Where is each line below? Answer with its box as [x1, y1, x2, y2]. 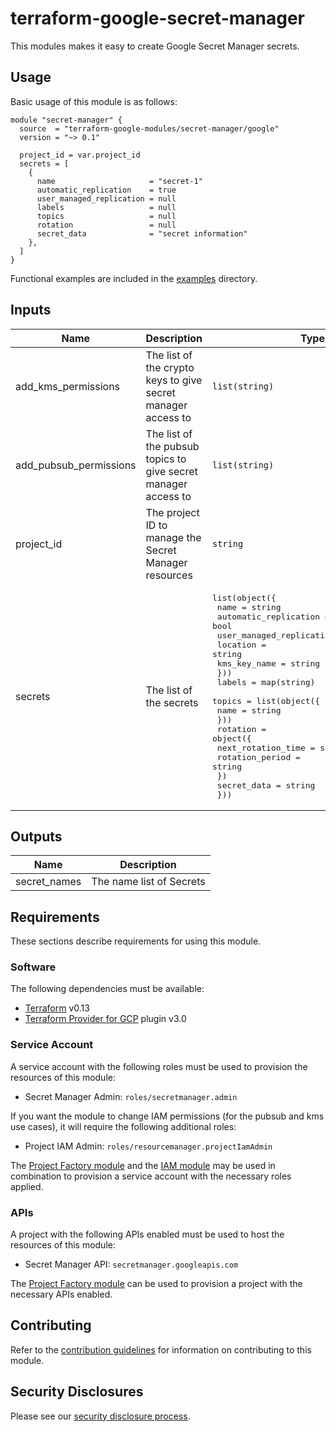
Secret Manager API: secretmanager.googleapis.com [24, 1258, 239, 1271]
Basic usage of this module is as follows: [10, 95, 178, 107]
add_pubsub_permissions [15, 458, 137, 472]
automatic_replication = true [36, 185, 177, 195]
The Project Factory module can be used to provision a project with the [10, 1278, 303, 1290]
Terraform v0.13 [24, 1002, 90, 1014]
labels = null [36, 202, 177, 212]
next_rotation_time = [216, 742, 316, 753]
